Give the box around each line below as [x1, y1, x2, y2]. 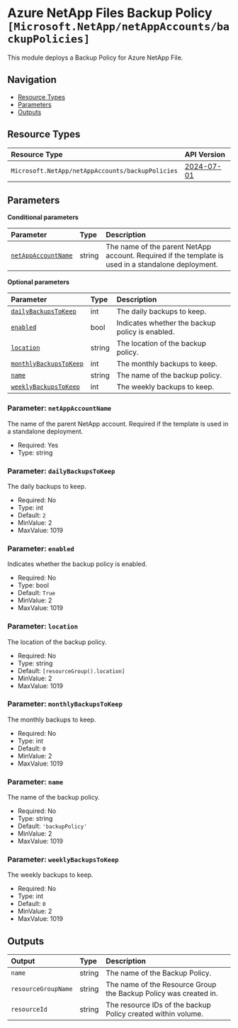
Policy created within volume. [106, 1009, 204, 1019]
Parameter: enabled [7, 543, 74, 553]
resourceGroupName [11, 985, 73, 993]
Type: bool [17, 581, 50, 590]
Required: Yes [17, 441, 59, 449]
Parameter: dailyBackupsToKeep [7, 466, 115, 476]
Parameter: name [7, 777, 64, 787]
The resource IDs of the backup [106, 1000, 211, 1010]
